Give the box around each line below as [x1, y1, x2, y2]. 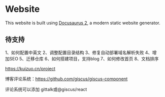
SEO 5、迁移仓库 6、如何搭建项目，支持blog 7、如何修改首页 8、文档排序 [9, 55, 159, 61]
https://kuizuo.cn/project [5, 65, 56, 71]
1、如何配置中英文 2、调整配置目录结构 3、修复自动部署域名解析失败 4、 [5, 49, 153, 55]
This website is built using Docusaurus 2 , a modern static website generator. [5, 20, 161, 26]
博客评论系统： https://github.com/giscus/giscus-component [5, 76, 128, 82]
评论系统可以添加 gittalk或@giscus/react [5, 86, 87, 92]
